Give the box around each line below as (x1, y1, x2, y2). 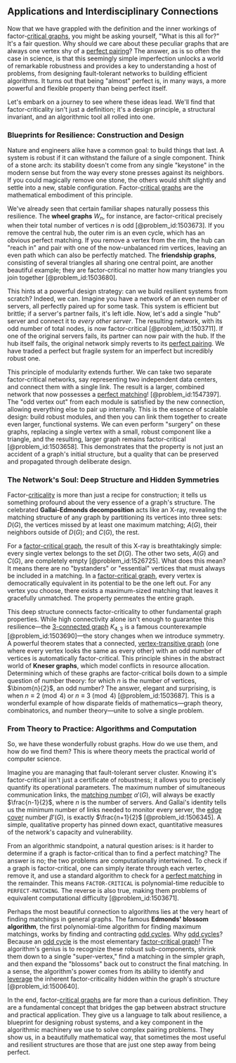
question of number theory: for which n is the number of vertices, (7, 677, 197, 684)
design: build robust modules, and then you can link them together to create (7, 412, 227, 421)
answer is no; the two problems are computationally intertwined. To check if (7, 856, 228, 865)
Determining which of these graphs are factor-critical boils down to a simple (7, 669, 228, 677)
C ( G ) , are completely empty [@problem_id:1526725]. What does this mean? (7, 556, 226, 565)
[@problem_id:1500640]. (7, 982, 79, 991)
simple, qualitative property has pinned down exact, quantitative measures (7, 821, 223, 829)
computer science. (7, 755, 62, 763)
